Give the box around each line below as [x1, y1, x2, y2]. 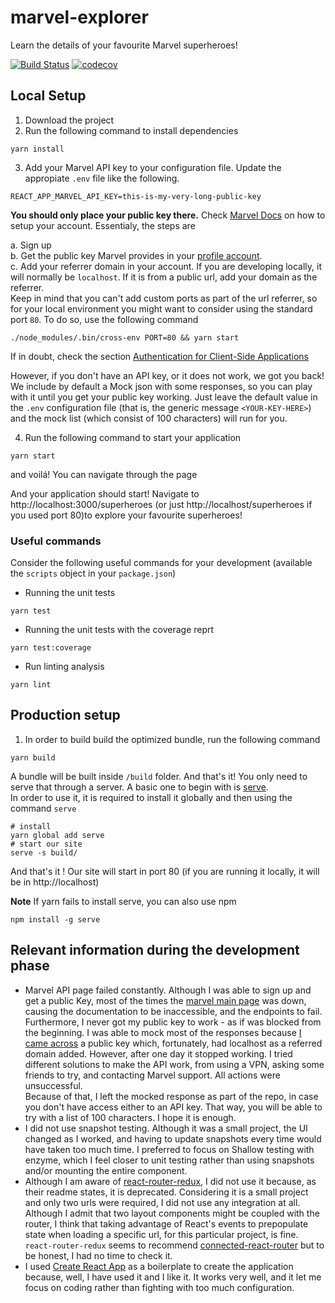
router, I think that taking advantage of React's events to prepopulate [24, 1217, 309, 1230]
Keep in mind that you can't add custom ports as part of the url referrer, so [10, 292, 318, 304]
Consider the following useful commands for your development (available [10, 557, 313, 569]
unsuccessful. [24, 1079, 83, 1091]
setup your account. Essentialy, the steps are [10, 219, 196, 231]
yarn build [10, 752, 56, 763]
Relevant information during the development [10, 942, 300, 959]
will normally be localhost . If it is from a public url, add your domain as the [10, 271, 318, 283]
